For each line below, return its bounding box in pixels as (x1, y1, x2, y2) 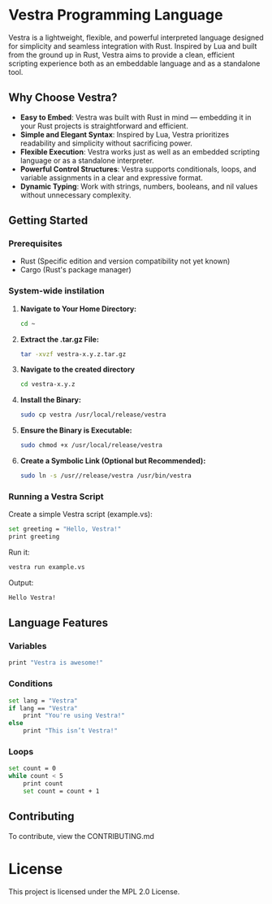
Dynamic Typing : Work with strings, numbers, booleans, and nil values (19, 181, 258, 191)
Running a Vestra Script (8, 490, 104, 502)
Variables (8, 641, 47, 652)
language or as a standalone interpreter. (19, 155, 154, 165)
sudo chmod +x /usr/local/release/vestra (19, 441, 162, 450)
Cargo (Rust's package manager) (19, 265, 132, 275)
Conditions (8, 678, 53, 689)
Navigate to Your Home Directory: (19, 303, 136, 314)
